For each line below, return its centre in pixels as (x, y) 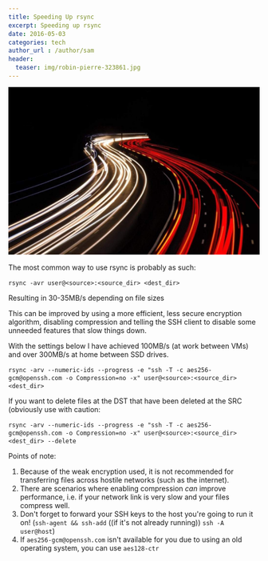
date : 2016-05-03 (37, 34)
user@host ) (37, 531)
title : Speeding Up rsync (51, 17)
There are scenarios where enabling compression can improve (123, 489)
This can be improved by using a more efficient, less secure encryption (125, 314)
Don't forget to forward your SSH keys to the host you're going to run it (136, 514)
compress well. (45, 506)
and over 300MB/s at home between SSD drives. (89, 355)
